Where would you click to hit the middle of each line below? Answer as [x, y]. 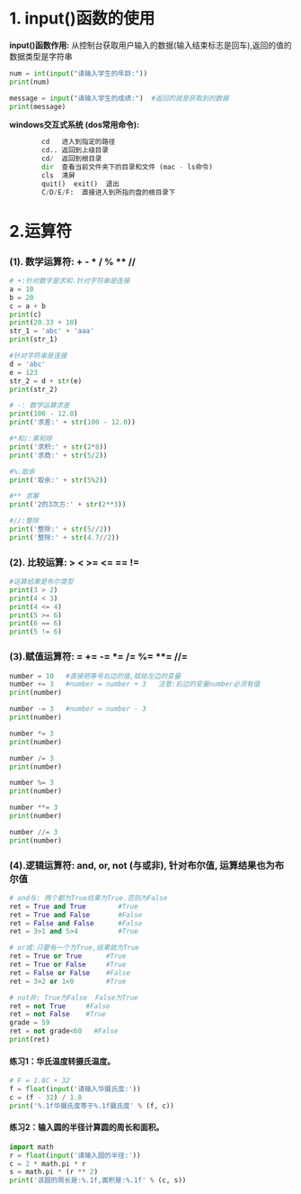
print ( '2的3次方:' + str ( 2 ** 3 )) [68, 505]
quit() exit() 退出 [80, 184]
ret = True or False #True [68, 965]
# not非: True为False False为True [74, 998]
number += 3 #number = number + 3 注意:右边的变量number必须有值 [135, 684]
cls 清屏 [58, 175]
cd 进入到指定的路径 [79, 142]
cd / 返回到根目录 [72, 159]
